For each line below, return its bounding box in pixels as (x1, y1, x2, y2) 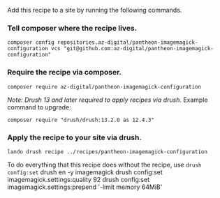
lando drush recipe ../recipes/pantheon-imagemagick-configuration (7, 148, 208, 155)
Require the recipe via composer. (7, 68, 122, 77)
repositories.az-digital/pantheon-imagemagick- (57, 39, 198, 46)
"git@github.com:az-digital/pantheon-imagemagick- (63, 45, 214, 52)
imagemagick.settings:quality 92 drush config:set (7, 175, 150, 183)
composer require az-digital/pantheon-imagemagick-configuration (7, 83, 201, 90)
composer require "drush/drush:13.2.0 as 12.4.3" (7, 116, 155, 123)
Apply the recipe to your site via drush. (7, 132, 142, 142)
